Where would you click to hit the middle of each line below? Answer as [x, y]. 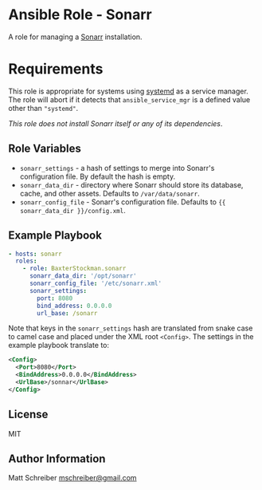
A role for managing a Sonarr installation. [75, 37]
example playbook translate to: [59, 346]
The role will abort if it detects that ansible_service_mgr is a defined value [129, 99]
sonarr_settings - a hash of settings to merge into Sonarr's [117, 168]
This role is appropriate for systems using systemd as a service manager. [128, 91]
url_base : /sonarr [67, 313]
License [28, 415]
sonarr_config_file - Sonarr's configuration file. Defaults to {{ [123, 202]
